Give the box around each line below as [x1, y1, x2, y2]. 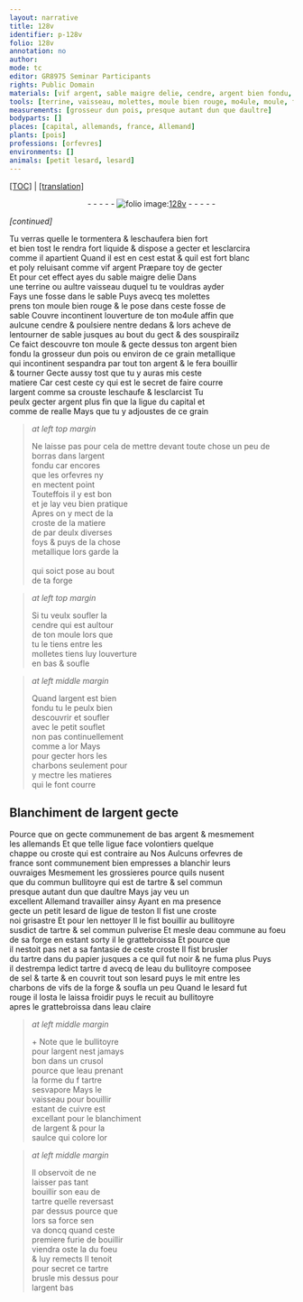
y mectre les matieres [31, 769, 113, 780]
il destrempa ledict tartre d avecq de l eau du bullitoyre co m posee [9, 963, 252, 974]
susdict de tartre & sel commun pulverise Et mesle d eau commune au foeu [9, 925, 287, 936]
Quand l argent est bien [31, 692, 117, 704]
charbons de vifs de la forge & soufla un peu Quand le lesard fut [9, 983, 248, 993]
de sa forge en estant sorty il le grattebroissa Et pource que [9, 935, 231, 946]
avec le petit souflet [31, 721, 106, 732]
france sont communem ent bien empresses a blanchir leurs [9, 858, 232, 869]
